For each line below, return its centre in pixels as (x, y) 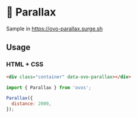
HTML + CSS (25, 64)
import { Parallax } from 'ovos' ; (49, 88)
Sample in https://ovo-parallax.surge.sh (55, 29)
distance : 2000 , (31, 104)
